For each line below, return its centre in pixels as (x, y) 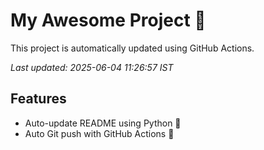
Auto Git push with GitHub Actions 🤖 (99, 133)
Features (38, 99)
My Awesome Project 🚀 (108, 20)
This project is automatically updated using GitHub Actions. (132, 48)
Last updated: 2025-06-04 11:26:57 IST (92, 67)
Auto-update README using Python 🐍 (103, 123)
